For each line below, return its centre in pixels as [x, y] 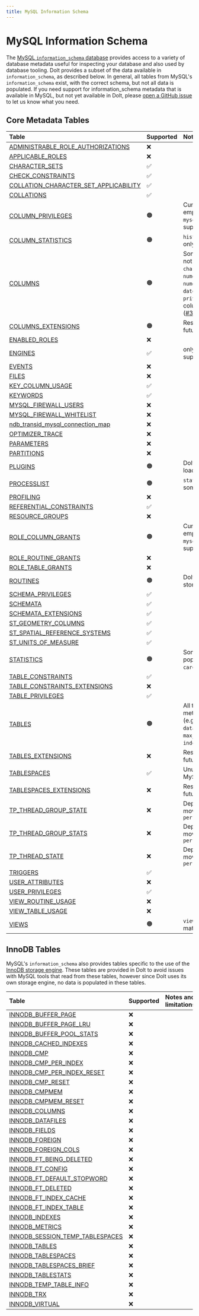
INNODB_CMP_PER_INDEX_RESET [57, 1073]
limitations [180, 1005]
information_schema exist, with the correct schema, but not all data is [90, 83]
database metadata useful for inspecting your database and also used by [95, 64]
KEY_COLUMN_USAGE [41, 386]
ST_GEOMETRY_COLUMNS [47, 623]
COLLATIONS [28, 195]
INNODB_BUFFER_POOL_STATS [54, 1034]
